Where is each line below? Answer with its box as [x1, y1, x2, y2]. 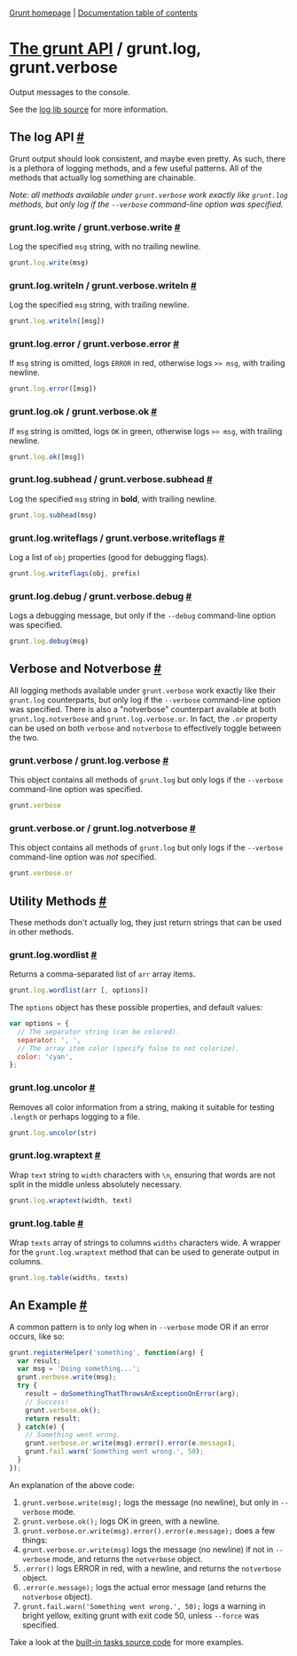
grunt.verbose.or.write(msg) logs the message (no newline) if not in [21, 1544, 274, 1555]
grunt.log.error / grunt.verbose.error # [9, 337, 180, 350]
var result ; [17, 1356, 62, 1366]
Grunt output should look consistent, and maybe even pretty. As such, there [9, 153, 286, 163]
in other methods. [9, 926, 74, 937]
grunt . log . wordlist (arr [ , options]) [9, 986, 149, 995]
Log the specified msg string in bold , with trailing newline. [9, 493, 217, 504]
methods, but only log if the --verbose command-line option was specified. [9, 199, 284, 210]
